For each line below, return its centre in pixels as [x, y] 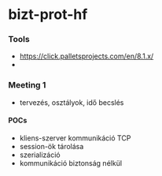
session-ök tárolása [52, 146]
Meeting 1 [27, 85]
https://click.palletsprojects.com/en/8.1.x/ [87, 56]
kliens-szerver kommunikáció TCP [75, 138]
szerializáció [40, 155]
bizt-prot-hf [48, 15]
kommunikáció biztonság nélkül [71, 163]
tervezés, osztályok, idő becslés [72, 102]
